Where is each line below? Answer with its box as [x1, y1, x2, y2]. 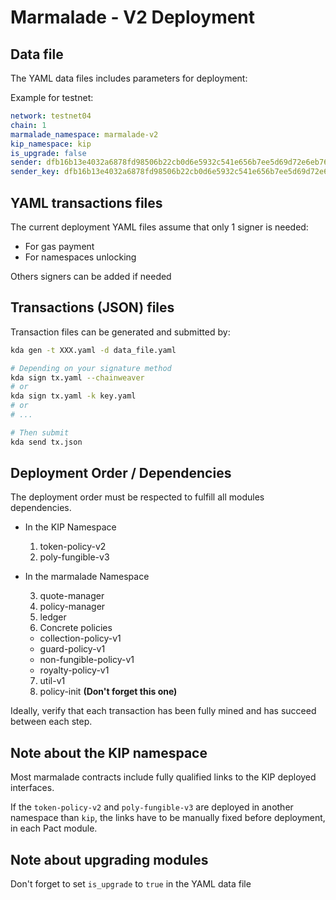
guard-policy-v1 [39, 643, 106, 655]
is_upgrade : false [10, 148, 87, 158]
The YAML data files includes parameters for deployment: [10, 72, 248, 84]
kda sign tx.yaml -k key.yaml [10, 391, 137, 401]
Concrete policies [39, 622, 113, 634]
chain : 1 [10, 120, 47, 130]
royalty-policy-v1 [39, 664, 110, 676]
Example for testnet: [10, 92, 94, 103]
